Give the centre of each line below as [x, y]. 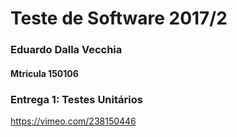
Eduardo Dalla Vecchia [66, 50]
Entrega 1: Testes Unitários [76, 99]
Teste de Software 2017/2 [119, 18]
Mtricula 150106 [44, 73]
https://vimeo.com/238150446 [73, 121]
